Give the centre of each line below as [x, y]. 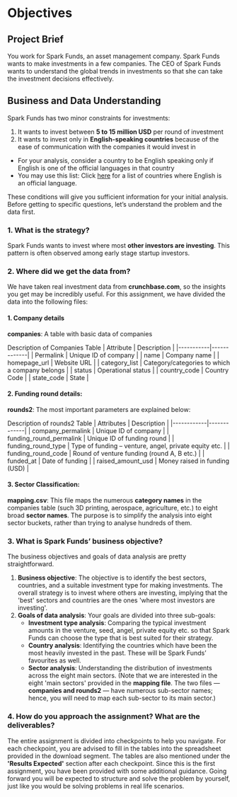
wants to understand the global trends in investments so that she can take [115, 71]
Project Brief [35, 39]
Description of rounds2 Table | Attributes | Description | [88, 423]
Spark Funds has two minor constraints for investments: [89, 117]
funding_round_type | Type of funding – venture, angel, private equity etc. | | [118, 446]
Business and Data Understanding [84, 101]
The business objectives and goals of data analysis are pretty [97, 556]
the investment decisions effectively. [61, 79]
